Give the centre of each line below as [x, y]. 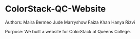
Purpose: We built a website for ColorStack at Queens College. [68, 31]
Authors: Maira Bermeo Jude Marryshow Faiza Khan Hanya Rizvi [70, 22]
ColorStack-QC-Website [56, 9]
